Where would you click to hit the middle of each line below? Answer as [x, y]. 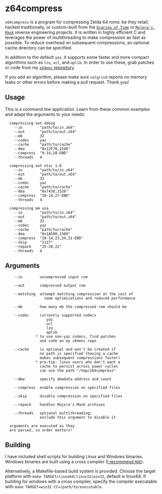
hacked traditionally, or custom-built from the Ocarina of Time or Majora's [79, 27]
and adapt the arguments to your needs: [45, 114]
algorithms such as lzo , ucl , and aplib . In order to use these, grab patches [80, 62]
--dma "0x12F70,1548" [42, 149]
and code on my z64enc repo [68, 341]
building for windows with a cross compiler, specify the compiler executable [81, 481]
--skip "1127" [33, 242]
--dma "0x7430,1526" [41, 191]
